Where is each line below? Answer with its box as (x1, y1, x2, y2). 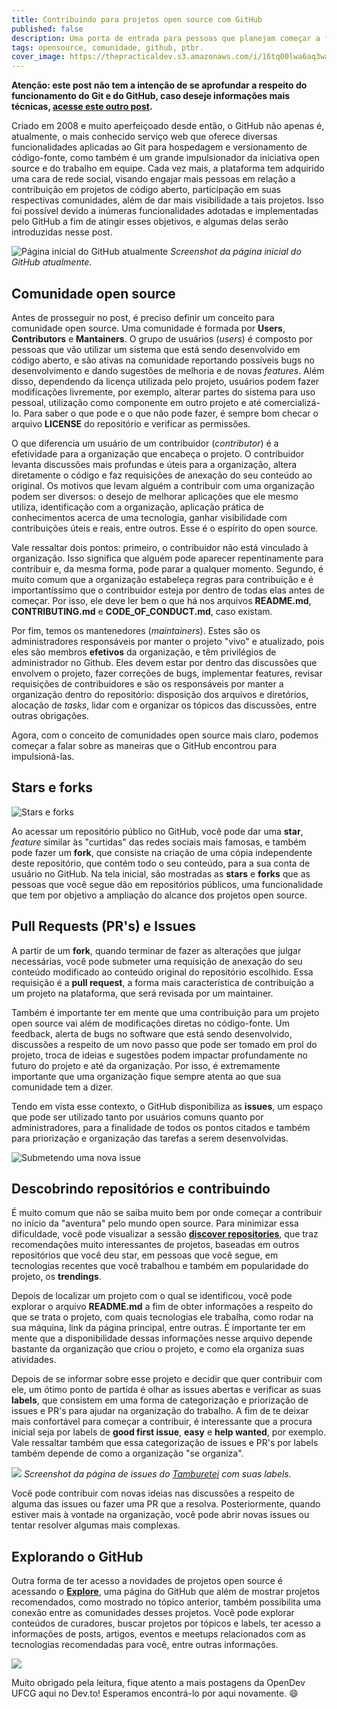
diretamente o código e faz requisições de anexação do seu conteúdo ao (11, 469, 313, 481)
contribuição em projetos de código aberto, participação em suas (11, 184, 282, 196)
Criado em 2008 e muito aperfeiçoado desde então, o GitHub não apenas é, (11, 120, 325, 132)
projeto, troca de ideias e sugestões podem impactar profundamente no (11, 1049, 308, 1061)
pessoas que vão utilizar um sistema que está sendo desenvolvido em (11, 343, 301, 355)
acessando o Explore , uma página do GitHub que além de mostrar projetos (11, 1586, 321, 1598)
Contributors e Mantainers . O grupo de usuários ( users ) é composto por (11, 332, 313, 345)
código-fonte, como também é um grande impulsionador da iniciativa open (11, 152, 320, 164)
